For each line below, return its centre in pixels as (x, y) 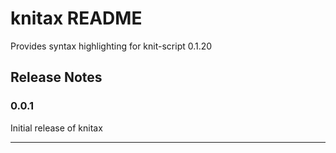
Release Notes (56, 77)
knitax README (76, 18)
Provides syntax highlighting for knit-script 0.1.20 (111, 46)
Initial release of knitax (56, 128)
